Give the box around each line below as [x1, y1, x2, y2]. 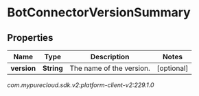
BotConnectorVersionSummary [7, 5, 191, 20]
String [42, 63, 63, 73]
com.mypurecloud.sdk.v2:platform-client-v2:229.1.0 [7, 81, 154, 89]
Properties [7, 32, 54, 44]
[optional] [156, 63, 189, 73]
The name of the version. [69, 63, 151, 73]
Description [90, 52, 130, 61]
